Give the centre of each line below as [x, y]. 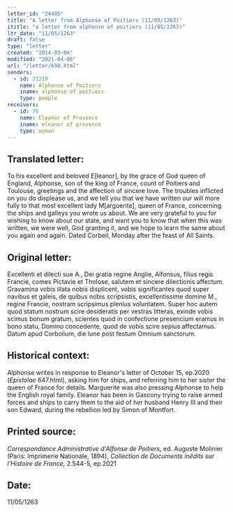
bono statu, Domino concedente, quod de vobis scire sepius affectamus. [112, 326]
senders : [20, 72]
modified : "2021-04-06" [42, 59]
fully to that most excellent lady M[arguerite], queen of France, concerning [114, 206]
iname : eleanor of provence [60, 124]
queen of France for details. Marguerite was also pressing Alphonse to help [115, 387]
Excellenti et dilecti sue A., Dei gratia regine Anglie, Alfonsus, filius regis [110, 274]
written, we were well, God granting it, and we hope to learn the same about [116, 228]
